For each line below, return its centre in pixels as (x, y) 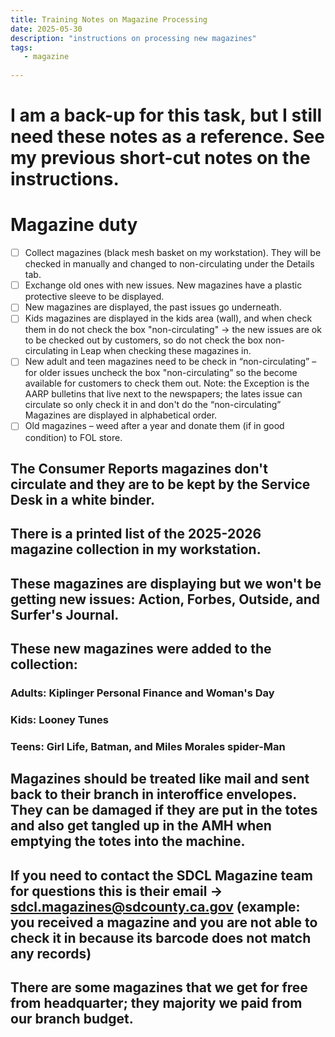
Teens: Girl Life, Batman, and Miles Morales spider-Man (148, 746)
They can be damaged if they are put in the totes (164, 810)
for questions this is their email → (116, 891)
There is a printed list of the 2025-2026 (136, 534)
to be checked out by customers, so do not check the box (143, 340)
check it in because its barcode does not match (161, 937)
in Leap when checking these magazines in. (161, 351)
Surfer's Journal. (65, 614)
